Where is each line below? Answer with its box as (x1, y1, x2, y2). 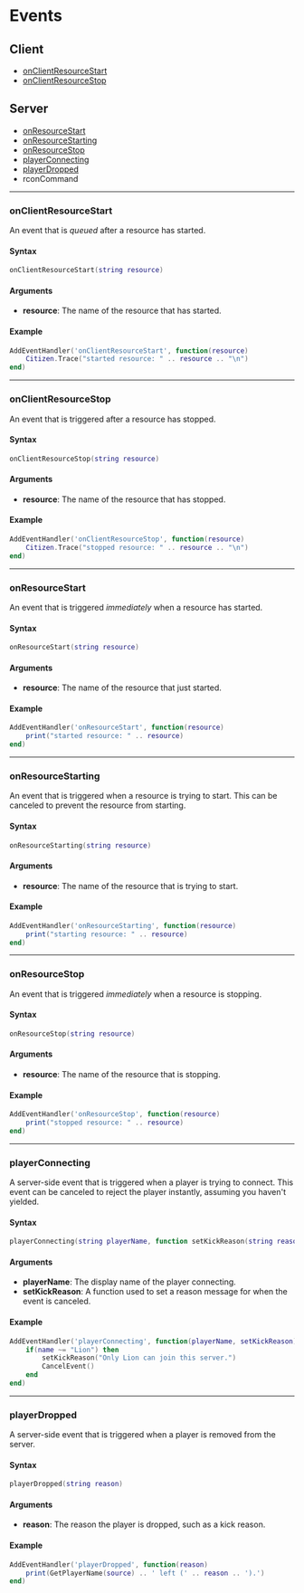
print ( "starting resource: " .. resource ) (25, 929, 188, 939)
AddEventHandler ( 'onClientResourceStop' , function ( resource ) (9, 535, 245, 544)
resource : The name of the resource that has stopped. (22, 494, 226, 505)
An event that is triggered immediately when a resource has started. (9, 602, 263, 612)
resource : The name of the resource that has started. (22, 305, 222, 317)
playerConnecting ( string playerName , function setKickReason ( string (9, 1237, 273, 1247)
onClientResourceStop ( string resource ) (9, 454, 160, 463)
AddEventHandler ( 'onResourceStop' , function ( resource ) (9, 1110, 221, 1119)
